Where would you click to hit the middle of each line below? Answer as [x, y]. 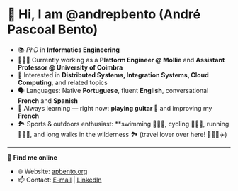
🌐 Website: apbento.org [52, 171]
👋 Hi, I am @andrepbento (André [104, 15]
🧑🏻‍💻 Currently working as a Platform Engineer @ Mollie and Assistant [121, 60]
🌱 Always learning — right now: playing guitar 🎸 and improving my [115, 108]
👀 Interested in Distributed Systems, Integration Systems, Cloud [113, 75]
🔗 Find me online [33, 157]
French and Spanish [48, 100]
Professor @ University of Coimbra [70, 67]
